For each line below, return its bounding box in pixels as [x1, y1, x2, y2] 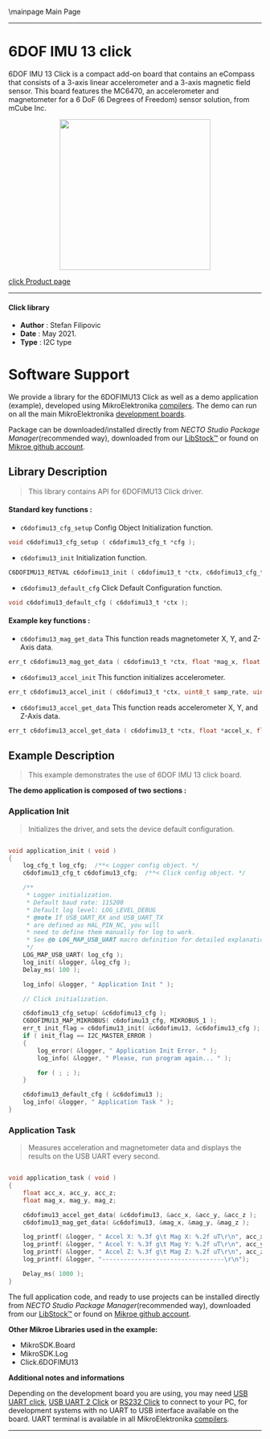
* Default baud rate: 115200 [26, 898, 125, 907]
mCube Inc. [8, 103, 47, 113]
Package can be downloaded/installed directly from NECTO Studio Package [8, 425, 260, 435]
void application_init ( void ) [8, 847, 117, 855]
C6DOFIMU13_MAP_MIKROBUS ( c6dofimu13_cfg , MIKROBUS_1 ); [22, 1017, 218, 1025]
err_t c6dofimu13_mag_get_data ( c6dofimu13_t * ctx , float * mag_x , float [8, 658, 261, 666]
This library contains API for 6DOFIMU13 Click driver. [27, 486, 203, 496]
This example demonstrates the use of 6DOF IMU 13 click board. [27, 770, 243, 780]
